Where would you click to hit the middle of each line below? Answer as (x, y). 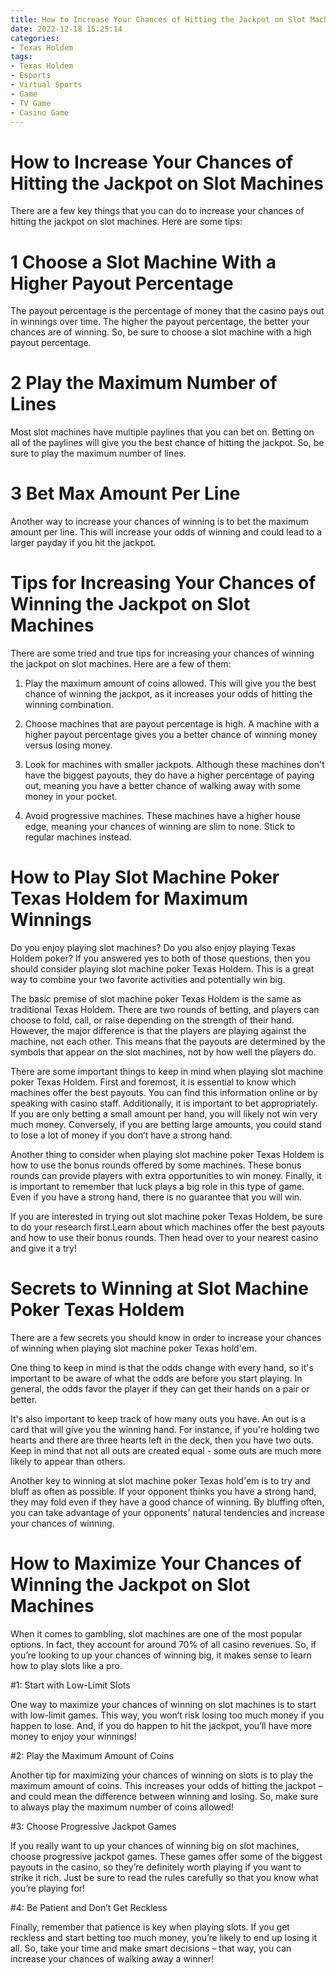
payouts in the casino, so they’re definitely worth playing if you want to (156, 1867)
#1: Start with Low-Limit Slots (70, 1685)
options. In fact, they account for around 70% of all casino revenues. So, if (163, 1644)
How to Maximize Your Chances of (156, 1563)
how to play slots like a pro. (66, 1665)
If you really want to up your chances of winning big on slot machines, (155, 1845)
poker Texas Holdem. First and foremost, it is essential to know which (153, 1082)
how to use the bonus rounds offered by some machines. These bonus (156, 1165)
